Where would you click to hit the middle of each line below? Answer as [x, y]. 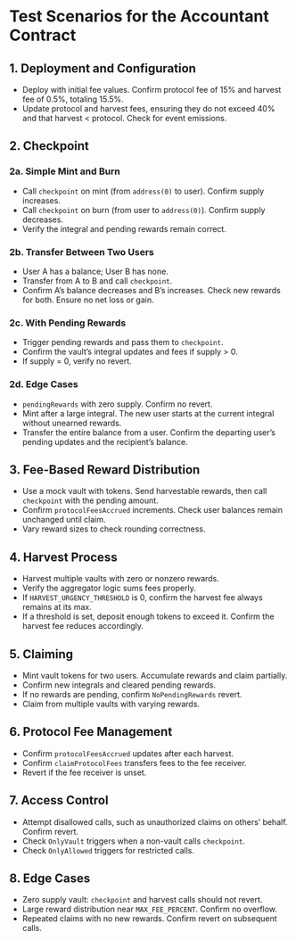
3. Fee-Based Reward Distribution [105, 470]
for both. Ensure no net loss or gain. [88, 300]
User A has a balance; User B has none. [95, 271]
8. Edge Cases [50, 879]
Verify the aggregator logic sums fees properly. [109, 588]
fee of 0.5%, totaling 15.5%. [73, 99]
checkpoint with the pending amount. [90, 500]
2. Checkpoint [49, 146]
